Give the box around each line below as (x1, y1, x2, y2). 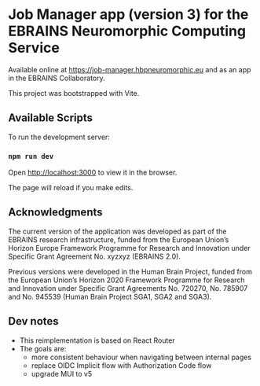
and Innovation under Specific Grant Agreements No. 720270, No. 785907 (8, 283, 248, 292)
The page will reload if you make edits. (8, 183, 134, 193)
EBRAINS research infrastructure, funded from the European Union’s (8, 234, 229, 244)
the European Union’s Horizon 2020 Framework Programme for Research (8, 275, 245, 285)
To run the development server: (8, 132, 110, 142)
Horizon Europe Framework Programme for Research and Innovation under (8, 243, 251, 252)
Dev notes (8, 314, 59, 328)
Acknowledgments (8, 206, 104, 219)
